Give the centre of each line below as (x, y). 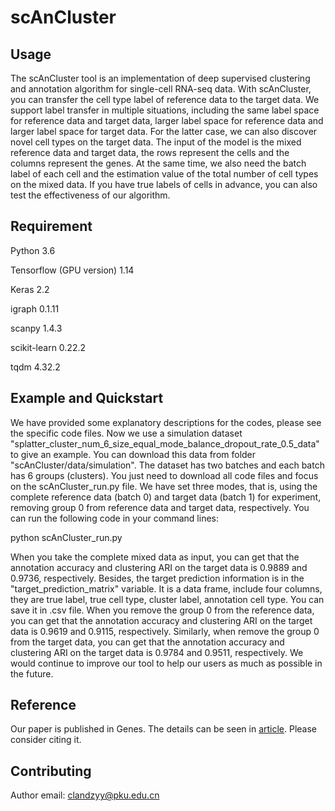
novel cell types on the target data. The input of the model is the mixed (156, 142)
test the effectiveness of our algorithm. (90, 195)
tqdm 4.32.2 (35, 367)
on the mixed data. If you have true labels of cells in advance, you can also (164, 184)
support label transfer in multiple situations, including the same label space (165, 110)
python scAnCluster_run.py (66, 537)
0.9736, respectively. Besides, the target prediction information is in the (157, 578)
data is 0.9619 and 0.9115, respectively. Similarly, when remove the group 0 (165, 631)
